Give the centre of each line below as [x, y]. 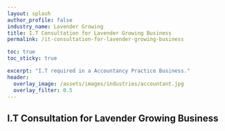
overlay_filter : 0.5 [43, 90]
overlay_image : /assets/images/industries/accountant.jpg [99, 84]
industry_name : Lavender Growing [55, 26]
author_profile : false [40, 20]
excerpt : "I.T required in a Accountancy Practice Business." [99, 71]
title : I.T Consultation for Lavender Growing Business [89, 33]
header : [18, 77]
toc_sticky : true [32, 59]
